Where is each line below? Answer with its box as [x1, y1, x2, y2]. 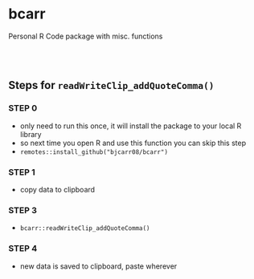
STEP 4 [8, 243, 38, 254]
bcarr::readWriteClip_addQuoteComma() [19, 224, 150, 232]
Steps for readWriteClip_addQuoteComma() [8, 79, 215, 92]
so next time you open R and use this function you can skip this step [19, 138, 247, 148]
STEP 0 [8, 103, 38, 114]
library [19, 129, 42, 139]
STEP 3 [8, 204, 38, 216]
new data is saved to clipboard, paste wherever [19, 261, 178, 271]
